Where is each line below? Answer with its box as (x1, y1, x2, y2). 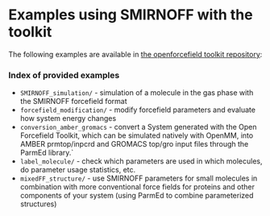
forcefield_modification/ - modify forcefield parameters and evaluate (19, 105, 256, 114)
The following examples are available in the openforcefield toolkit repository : (8, 49, 263, 59)
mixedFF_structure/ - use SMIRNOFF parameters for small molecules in (19, 173, 258, 183)
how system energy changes (19, 114, 117, 123)
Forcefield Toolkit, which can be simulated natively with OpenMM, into (19, 131, 254, 140)
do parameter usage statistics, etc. (19, 165, 136, 175)
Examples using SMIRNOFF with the (8, 6, 253, 24)
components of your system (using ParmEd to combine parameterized (19, 191, 254, 201)
